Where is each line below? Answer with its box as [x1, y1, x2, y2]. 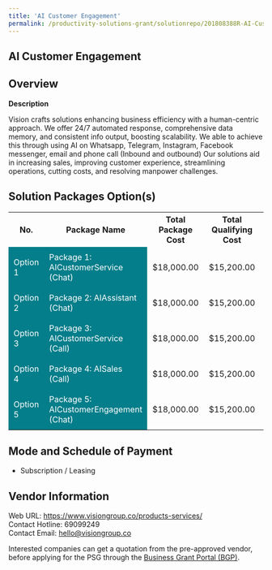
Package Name [66, 224, 125, 235]
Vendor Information [8, 489, 109, 503]
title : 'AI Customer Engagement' [8, 11, 121, 20]
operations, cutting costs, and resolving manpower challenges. [8, 166, 219, 175]
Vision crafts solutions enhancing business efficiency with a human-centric [8, 114, 259, 124]
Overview [8, 77, 59, 91]
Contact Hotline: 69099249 [8, 520, 100, 529]
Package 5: [49, 393, 92, 404]
